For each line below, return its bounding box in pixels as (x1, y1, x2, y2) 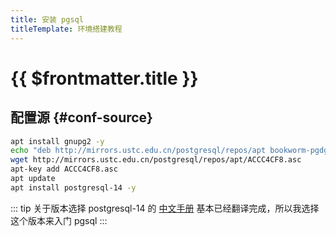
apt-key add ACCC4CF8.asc (10, 164, 118, 175)
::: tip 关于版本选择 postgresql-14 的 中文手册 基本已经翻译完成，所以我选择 (10, 202, 320, 214)
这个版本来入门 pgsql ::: (10, 214, 108, 226)
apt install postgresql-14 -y (10, 182, 137, 193)
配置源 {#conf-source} (10, 109, 153, 126)
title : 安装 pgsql (10, 14, 84, 25)
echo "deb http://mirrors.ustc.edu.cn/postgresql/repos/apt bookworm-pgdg (10, 146, 329, 156)
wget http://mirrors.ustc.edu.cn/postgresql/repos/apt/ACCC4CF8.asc (10, 155, 302, 165)
